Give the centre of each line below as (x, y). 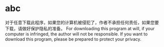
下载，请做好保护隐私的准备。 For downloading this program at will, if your (80, 28)
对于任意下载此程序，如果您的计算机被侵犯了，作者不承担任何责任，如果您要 (82, 22)
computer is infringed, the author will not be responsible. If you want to (76, 34)
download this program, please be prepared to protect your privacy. (73, 39)
